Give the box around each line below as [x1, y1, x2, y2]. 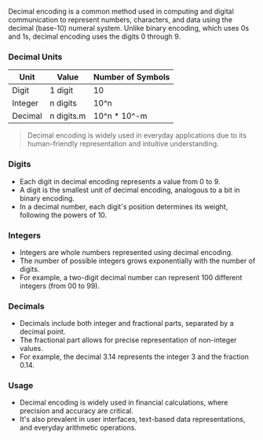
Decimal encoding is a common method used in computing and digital [8, 7, 234, 16]
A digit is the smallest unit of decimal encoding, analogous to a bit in [19, 185, 241, 194]
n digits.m [49, 110, 86, 121]
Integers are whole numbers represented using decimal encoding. [19, 247, 233, 257]
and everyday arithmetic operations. [19, 423, 137, 432]
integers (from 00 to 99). [19, 281, 100, 290]
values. [19, 344, 43, 353]
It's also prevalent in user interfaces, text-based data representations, [19, 415, 246, 424]
